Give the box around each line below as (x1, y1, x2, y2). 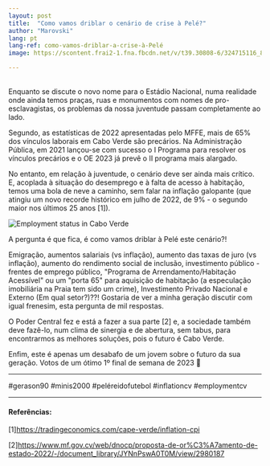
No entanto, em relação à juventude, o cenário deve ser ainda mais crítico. (8, 170, 255, 178)
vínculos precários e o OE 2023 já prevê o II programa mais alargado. (8, 153, 238, 163)
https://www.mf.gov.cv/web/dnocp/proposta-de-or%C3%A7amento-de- (17, 440, 259, 450)
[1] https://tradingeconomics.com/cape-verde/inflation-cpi (8, 425, 200, 435)
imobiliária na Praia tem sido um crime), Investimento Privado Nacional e (8, 284, 248, 293)
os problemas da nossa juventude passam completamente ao (57, 104, 261, 113)
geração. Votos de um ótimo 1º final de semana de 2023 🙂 (8, 358, 202, 367)
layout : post (8, 11, 52, 20)
